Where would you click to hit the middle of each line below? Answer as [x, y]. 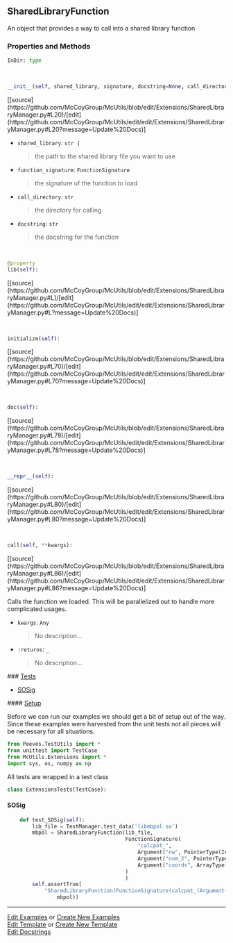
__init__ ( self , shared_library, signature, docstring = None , [96, 86]
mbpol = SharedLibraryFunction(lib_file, [93, 833]
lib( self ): [23, 269]
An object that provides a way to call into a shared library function [101, 28]
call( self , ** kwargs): [40, 545]
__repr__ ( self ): [31, 476]
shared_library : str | [49, 142]
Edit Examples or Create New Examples [63, 917]
